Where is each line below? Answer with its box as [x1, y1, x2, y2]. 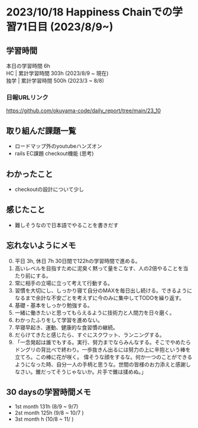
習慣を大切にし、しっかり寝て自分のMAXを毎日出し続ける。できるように [14, 287, 193, 294]
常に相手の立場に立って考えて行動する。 [14, 279, 113, 287]
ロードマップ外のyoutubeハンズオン [14, 142, 102, 150]
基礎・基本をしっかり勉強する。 [14, 301, 93, 309]
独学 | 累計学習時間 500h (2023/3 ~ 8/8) [6, 77, 105, 84]
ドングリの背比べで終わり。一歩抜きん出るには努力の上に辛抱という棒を [14, 346, 191, 353]
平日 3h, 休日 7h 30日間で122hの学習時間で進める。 [14, 257, 141, 264]
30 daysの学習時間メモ [6, 387, 92, 397]
